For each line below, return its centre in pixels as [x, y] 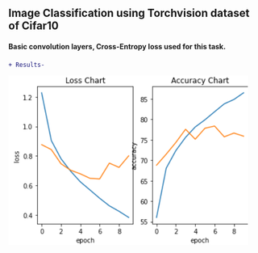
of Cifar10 [33, 26]
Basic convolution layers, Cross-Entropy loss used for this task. [117, 46]
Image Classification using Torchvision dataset [129, 13]
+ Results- [27, 65]
